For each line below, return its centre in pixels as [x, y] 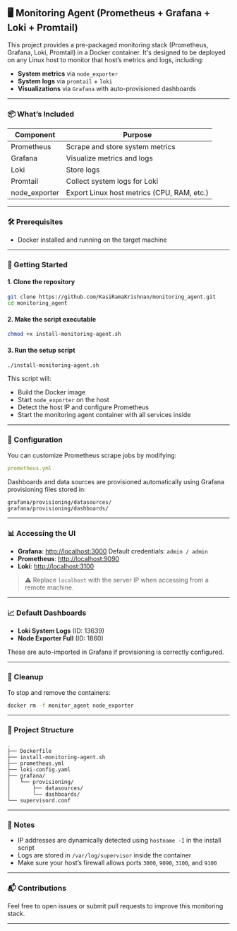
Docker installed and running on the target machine [92, 240]
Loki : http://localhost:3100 [56, 566]
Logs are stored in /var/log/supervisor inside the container [104, 855]
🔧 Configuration [35, 440]
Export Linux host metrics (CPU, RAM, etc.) [138, 193]
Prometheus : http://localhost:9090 [68, 558]
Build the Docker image [51, 392]
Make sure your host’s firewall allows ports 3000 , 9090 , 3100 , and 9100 [117, 862]
